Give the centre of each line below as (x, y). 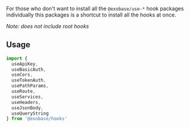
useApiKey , (25, 64)
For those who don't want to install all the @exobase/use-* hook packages (95, 9)
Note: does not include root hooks (48, 26)
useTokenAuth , (29, 80)
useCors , (22, 75)
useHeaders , (26, 102)
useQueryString (30, 113)
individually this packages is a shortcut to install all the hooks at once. (91, 15)
